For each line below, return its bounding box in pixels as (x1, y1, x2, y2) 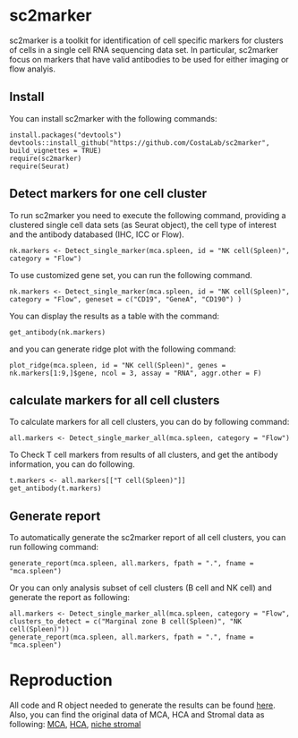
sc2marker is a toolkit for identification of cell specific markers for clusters (9, 35, 284, 46)
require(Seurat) (9, 162, 70, 171)
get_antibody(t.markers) (9, 484, 102, 493)
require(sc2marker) (9, 154, 82, 163)
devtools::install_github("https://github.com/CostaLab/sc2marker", (9, 138, 270, 148)
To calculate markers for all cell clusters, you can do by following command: (9, 417, 290, 428)
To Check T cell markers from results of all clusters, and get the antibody (9, 449, 279, 461)
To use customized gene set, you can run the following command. (9, 269, 253, 280)
